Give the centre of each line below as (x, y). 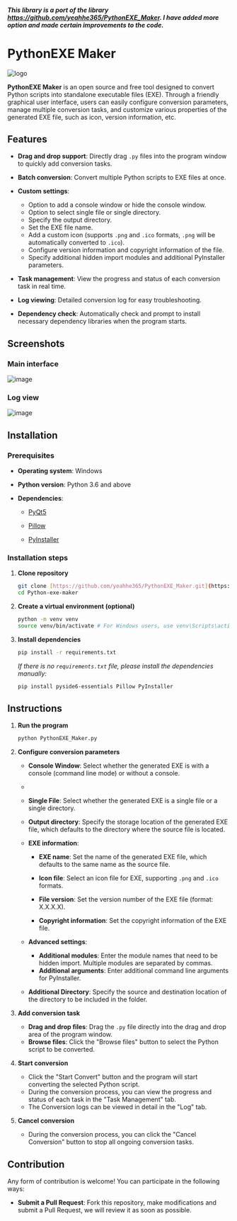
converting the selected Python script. (84, 1084)
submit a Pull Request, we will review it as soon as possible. (105, 1210)
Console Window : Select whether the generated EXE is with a (118, 766)
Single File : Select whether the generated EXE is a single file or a (123, 801)
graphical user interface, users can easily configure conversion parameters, (118, 102)
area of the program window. (70, 1035)
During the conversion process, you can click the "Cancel (112, 1135)
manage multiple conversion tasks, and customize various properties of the (117, 109)
